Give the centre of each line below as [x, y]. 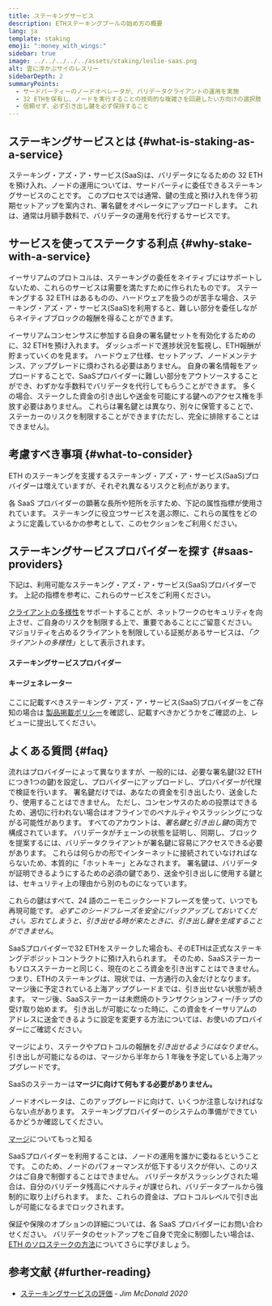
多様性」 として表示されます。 [100, 642]
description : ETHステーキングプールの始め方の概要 [86, 24]
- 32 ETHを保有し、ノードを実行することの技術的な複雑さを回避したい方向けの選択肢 [138, 99]
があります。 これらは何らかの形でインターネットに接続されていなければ [130, 853]
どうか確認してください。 [65, 1121]
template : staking [39, 39]
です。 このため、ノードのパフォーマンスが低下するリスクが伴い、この [126, 1166]
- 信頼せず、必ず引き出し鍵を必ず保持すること [83, 106]
